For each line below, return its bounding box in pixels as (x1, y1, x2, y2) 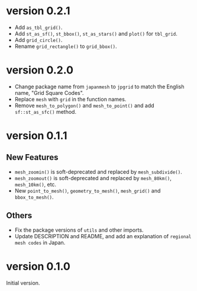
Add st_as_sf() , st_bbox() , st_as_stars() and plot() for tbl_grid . (14, 30, 177, 37)
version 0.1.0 (6, 260, 71, 273)
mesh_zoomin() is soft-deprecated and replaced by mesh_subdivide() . (14, 168, 182, 175)
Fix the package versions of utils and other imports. (14, 226, 144, 234)
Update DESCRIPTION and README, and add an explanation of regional (14, 232, 192, 239)
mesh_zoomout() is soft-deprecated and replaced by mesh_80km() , (14, 174, 172, 181)
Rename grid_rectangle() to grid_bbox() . (14, 43, 117, 50)
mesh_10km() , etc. (14, 181, 57, 188)
